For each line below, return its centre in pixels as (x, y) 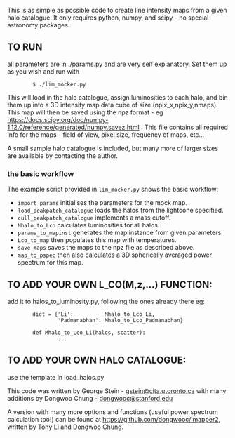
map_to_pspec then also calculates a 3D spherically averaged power (115, 255)
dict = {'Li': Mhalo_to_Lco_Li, (94, 314)
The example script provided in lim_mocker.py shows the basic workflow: (113, 190)
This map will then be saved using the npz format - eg (85, 112)
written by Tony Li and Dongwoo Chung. (66, 427)
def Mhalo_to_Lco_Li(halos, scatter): (89, 333)
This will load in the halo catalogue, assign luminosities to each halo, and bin (117, 97)
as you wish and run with (43, 71)
